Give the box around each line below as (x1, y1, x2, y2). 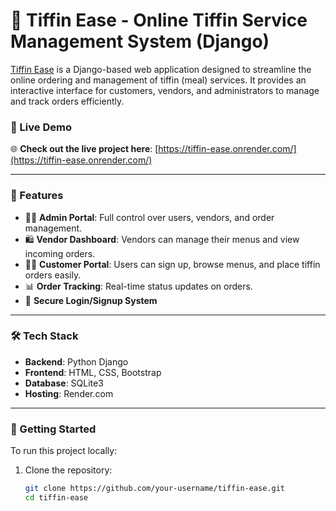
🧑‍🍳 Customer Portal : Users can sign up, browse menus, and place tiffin (24, 258, 321, 270)
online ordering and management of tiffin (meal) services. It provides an (10, 74, 307, 86)
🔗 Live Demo (10, 120, 72, 134)
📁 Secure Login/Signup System (24, 294, 158, 306)
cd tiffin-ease (24, 493, 89, 503)
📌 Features (10, 189, 64, 203)
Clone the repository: (24, 464, 113, 476)
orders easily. (24, 269, 82, 281)
